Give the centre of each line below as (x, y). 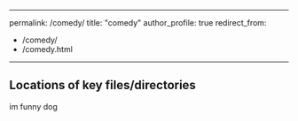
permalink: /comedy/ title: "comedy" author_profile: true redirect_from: (138, 23)
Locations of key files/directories (103, 85)
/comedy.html (47, 49)
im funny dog (33, 106)
